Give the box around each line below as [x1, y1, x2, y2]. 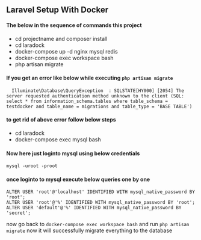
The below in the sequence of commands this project [6, 21, 143, 29]
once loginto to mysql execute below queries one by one [6, 176, 150, 183]
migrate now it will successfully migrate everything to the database [6, 227, 173, 234]
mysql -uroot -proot [6, 163, 58, 169]
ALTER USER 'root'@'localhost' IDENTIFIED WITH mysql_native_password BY [6, 189, 196, 195]
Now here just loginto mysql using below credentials [6, 150, 140, 157]
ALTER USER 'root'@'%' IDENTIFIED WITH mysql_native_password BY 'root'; [6, 200, 196, 206]
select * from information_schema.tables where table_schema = [6, 98, 169, 104]
